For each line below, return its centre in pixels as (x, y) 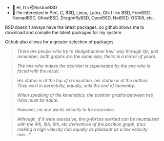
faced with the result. (38, 71)
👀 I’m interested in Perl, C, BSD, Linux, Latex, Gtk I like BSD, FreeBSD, (82, 13)
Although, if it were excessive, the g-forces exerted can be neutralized (88, 119)
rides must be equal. (38, 100)
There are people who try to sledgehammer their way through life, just (88, 51)
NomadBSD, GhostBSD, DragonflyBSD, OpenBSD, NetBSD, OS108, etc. (83, 18)
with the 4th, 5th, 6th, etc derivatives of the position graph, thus (81, 124)
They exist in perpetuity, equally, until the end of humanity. (76, 86)
